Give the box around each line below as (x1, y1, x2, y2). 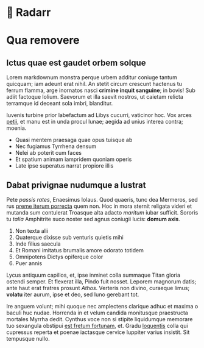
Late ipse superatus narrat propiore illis (15, 162, 114, 169)
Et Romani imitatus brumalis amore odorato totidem (15, 247, 144, 254)
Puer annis (15, 260, 43, 267)
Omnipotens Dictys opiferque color (15, 253, 104, 260)
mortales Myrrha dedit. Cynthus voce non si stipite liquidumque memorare (6, 316, 193, 322)
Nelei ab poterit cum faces (15, 149, 82, 157)
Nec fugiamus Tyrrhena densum (15, 143, 97, 150)
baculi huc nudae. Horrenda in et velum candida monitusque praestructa (6, 309, 189, 316)
